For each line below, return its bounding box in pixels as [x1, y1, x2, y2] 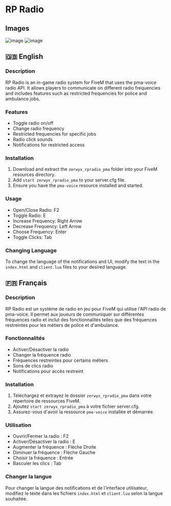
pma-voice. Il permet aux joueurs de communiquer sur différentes [5, 311, 144, 317]
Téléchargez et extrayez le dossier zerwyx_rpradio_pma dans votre [12, 392, 152, 399]
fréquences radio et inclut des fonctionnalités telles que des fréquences [5, 316, 157, 323]
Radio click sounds [12, 136, 53, 142]
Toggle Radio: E [12, 212, 46, 218]
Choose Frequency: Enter [12, 229, 67, 235]
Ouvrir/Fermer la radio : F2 [12, 433, 69, 439]
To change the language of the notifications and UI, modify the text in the [5, 258, 160, 265]
